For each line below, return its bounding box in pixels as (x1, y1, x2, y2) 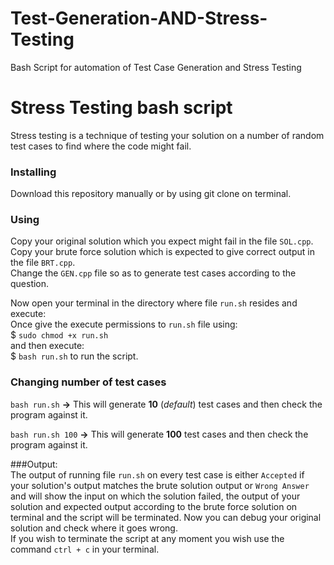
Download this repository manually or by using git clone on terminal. (10, 188, 292, 200)
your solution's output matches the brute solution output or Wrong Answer (10, 479, 310, 491)
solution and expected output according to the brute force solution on (10, 500, 298, 512)
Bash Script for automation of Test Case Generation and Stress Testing (10, 61, 302, 73)
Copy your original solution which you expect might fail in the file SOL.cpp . (10, 235, 314, 247)
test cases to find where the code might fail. (10, 140, 192, 152)
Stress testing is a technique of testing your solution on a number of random (10, 129, 325, 141)
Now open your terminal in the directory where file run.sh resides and (10, 297, 298, 309)
